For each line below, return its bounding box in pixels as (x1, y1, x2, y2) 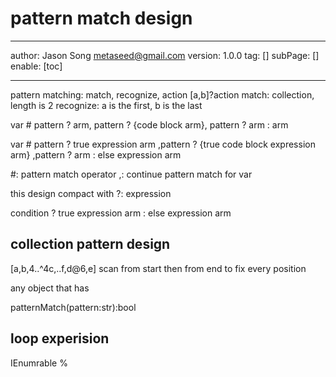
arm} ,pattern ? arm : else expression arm (10, 148, 182, 161)
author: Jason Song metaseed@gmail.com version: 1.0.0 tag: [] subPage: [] (10, 49, 320, 61)
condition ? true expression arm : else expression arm (10, 207, 232, 219)
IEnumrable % (10, 357, 68, 369)
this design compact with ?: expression (10, 187, 172, 199)
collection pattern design (10, 236, 171, 253)
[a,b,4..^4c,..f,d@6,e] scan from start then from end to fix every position (10, 262, 307, 274)
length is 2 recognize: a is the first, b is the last (10, 99, 203, 111)
